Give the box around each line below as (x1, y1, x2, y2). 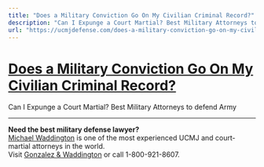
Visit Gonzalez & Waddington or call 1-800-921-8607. (8, 150, 181, 159)
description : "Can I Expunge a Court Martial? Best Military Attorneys (8, 19, 247, 27)
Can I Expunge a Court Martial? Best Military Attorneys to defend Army (8, 103, 237, 112)
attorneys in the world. (31, 142, 105, 151)
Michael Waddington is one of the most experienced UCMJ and (8, 133, 214, 143)
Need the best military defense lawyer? (8, 125, 140, 134)
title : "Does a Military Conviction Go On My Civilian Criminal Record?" (8, 11, 255, 20)
